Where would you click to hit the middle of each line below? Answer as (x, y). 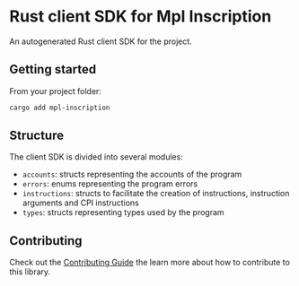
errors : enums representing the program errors (110, 184)
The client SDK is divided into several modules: (97, 157)
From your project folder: (55, 91)
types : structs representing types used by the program (123, 212)
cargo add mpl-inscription (60, 108)
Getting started (53, 69)
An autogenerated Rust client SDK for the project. (101, 41)
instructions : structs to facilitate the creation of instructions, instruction (156, 194)
